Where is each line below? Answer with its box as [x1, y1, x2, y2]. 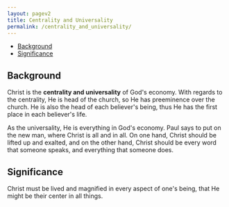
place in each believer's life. [7, 110, 87, 119]
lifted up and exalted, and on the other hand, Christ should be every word [7, 138, 217, 147]
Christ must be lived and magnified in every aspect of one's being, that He [7, 185, 220, 192]
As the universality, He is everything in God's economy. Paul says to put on [7, 124, 221, 132]
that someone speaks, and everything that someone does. [7, 146, 174, 154]
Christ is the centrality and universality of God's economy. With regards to [7, 88, 223, 97]
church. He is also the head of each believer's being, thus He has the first [7, 103, 217, 111]
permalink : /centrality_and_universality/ [7, 23, 132, 30]
